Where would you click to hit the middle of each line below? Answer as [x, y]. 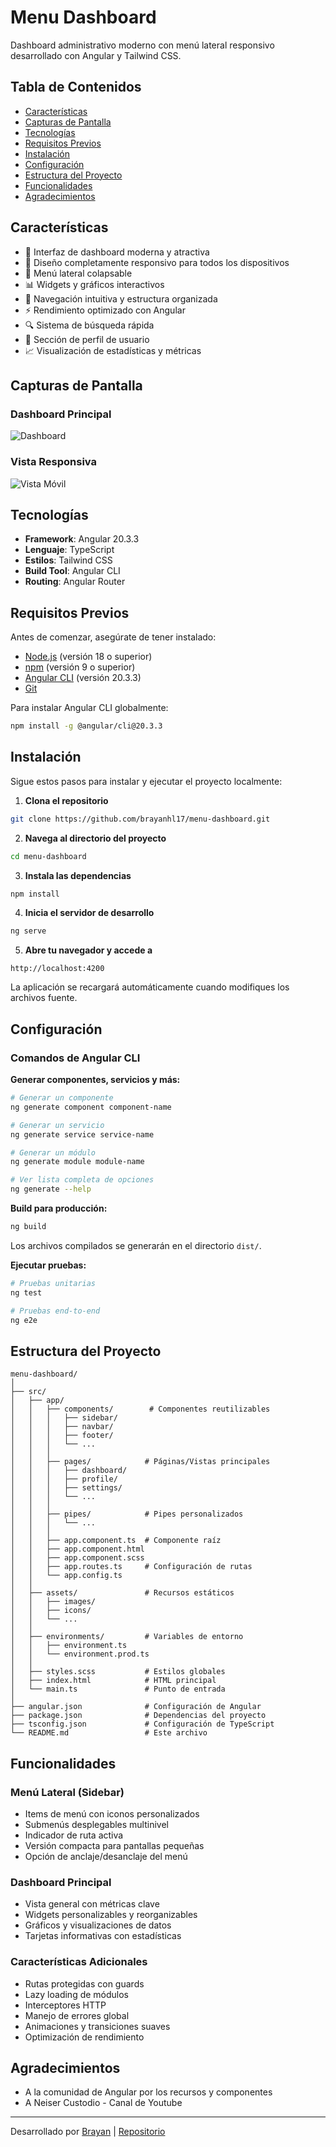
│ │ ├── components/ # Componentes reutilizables [140, 1409]
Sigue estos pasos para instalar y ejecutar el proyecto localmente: [146, 781]
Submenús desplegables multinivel [96, 1824]
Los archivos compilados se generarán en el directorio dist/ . [136, 1245]
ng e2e [24, 1320]
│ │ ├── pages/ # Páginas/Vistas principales [140, 1462]
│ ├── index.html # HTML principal [113, 1681]
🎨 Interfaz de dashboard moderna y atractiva [117, 252]
